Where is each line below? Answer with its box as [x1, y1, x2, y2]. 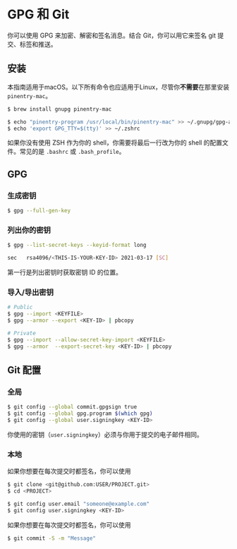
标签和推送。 [19, 40, 57, 48]
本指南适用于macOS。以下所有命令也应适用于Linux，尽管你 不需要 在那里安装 [7, 83, 230, 91]
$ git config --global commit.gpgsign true [7, 404, 138, 411]
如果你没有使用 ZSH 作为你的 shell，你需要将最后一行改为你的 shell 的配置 [7, 138, 223, 147]
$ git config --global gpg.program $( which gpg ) [7, 410, 153, 417]
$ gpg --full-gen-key [7, 207, 71, 215]
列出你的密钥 [7, 225, 51, 235]
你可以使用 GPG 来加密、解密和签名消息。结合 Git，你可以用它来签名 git [7, 31, 217, 40]
